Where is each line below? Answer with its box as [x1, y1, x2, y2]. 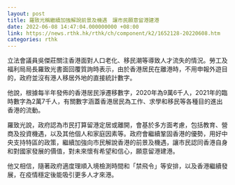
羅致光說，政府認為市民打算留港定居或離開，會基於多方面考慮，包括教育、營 [7, 121, 228, 129]
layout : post [7, 10, 45, 17]
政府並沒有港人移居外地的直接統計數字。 [19, 74, 136, 82]
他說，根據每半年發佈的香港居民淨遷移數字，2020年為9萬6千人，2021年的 [7, 89, 222, 97]
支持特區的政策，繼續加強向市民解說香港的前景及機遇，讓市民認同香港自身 [13, 138, 228, 147]
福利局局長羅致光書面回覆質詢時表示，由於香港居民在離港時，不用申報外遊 [7, 65, 222, 73]
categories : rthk [7, 36, 58, 43]
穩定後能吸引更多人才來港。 [37, 170, 117, 179]
